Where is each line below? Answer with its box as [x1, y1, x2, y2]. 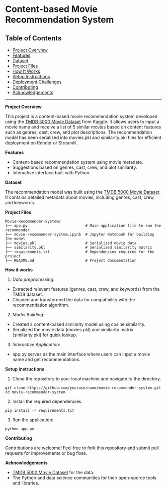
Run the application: [12, 417, 54, 423]
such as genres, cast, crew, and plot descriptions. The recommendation [5, 129, 152, 135]
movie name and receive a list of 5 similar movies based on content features [5, 124, 162, 130]
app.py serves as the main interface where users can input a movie [12, 351, 150, 357]
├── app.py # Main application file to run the [5, 223, 162, 228]
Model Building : [12, 312, 45, 317]
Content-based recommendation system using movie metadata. [12, 159, 143, 165]
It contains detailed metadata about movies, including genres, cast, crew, [5, 194, 155, 200]
